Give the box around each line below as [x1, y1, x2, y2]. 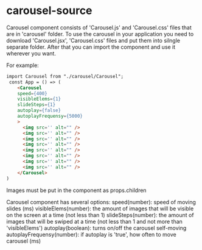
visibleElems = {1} [17, 96, 61, 102]
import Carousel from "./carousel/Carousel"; [6, 73, 124, 79]
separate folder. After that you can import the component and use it [6, 43, 176, 51]
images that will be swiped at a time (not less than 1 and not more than [6, 218, 183, 225]
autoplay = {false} [17, 107, 61, 113]
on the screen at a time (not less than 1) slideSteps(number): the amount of [6, 211, 194, 218]
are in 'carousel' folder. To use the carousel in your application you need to [6, 30, 194, 37]
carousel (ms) [6, 237, 41, 245]
